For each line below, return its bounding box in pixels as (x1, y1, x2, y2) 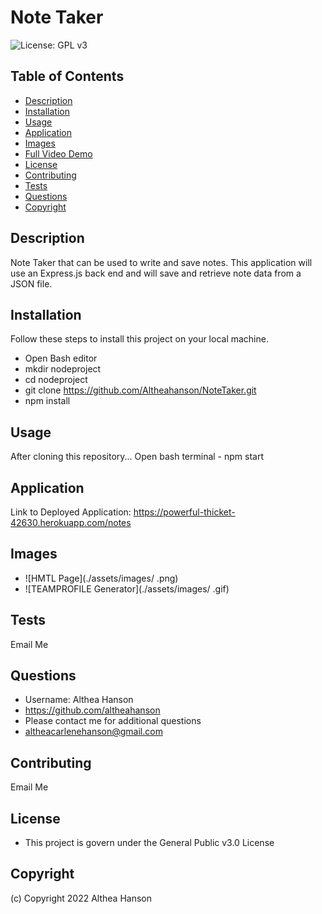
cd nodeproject (24, 374, 88, 386)
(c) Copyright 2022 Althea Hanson (10, 892, 152, 904)
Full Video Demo (24, 147, 93, 160)
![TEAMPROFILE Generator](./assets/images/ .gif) (24, 582, 230, 595)
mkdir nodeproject (24, 363, 102, 375)
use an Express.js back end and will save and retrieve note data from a (10, 267, 302, 279)
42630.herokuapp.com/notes (10, 517, 132, 528)
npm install (24, 395, 71, 407)
